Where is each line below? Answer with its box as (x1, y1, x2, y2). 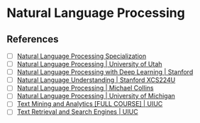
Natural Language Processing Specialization (16, 52, 147, 60)
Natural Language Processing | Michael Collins (16, 83, 154, 93)
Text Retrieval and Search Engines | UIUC (16, 107, 139, 116)
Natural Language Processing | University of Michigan (16, 92, 175, 100)
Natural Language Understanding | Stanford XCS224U (16, 76, 176, 84)
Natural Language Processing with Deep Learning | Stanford (16, 68, 194, 76)
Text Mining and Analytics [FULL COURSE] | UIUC (16, 100, 163, 108)
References (6, 33, 59, 45)
